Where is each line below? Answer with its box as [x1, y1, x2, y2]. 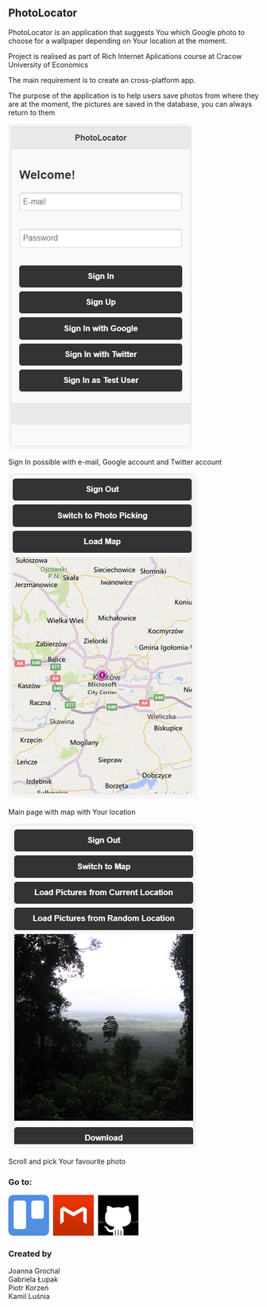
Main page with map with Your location [8, 807, 137, 816]
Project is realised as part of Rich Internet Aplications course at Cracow [8, 51, 242, 61]
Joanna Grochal [8, 1266, 61, 1276]
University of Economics [8, 60, 89, 69]
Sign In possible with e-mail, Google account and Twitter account [8, 457, 222, 467]
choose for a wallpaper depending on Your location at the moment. [8, 36, 228, 45]
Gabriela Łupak [8, 1274, 58, 1285]
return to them [8, 108, 56, 117]
